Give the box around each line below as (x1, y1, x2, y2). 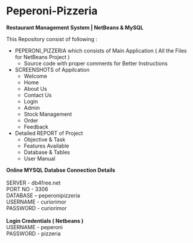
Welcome (23, 72, 48, 79)
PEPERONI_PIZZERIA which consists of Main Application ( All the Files (14, 47, 187, 54)
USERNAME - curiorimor (6, 198, 67, 205)
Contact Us (23, 91, 52, 99)
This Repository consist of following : (6, 35, 97, 42)
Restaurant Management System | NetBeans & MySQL (6, 24, 144, 31)
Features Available (23, 142, 69, 149)
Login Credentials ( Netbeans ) (6, 217, 84, 224)
